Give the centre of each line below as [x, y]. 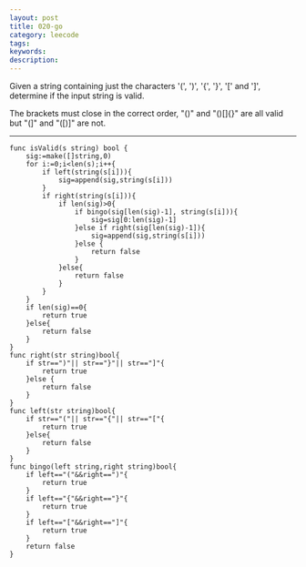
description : [34, 60]
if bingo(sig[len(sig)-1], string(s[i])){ [156, 212]
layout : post [34, 18]
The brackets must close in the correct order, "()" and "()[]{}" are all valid [147, 113]
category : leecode [44, 35]
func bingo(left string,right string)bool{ [93, 467]
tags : [20, 43]
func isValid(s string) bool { [69, 148]
